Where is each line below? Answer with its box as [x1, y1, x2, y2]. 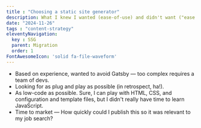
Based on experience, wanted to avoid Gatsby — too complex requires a [14, 70, 194, 77]
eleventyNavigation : [6, 31, 58, 37]
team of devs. [14, 76, 49, 84]
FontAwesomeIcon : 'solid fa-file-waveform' [6, 53, 117, 59]
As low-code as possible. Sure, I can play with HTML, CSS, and [14, 89, 172, 96]
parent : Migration [11, 43, 58, 49]
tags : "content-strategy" [6, 25, 74, 32]
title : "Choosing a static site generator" [6, 8, 120, 15]
